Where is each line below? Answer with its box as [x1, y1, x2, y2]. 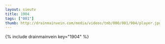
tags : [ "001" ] [5, 16, 34, 21]
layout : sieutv [5, 7, 36, 12]
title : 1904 [5, 12, 29, 16]
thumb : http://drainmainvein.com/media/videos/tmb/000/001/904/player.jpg [5, 20, 162, 26]
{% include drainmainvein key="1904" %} [5, 34, 89, 40]
